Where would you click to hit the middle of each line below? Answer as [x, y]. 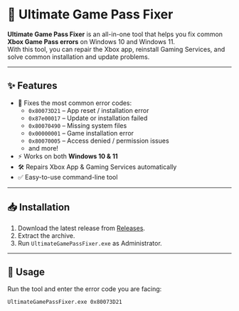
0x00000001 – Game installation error [81, 133]
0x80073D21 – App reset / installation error [89, 110]
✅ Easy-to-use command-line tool [68, 177]
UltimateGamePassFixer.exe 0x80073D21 [65, 302]
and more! [43, 148]
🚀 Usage [26, 272]
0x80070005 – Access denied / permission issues [99, 141]
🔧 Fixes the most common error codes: [75, 103]
